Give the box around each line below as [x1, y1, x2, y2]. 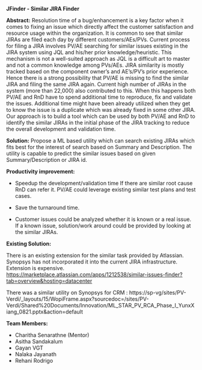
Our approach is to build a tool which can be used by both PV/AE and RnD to [6, 113, 195, 120]
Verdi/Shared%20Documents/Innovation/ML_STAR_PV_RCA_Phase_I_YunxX [6, 302, 195, 309]
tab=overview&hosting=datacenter [6, 277, 93, 285]
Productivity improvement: [6, 168, 75, 175]
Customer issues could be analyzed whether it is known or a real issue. [14, 216, 191, 223]
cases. [14, 193, 32, 199]
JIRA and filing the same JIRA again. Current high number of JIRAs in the [6, 81, 187, 88]
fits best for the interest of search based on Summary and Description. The [6, 144, 192, 150]
